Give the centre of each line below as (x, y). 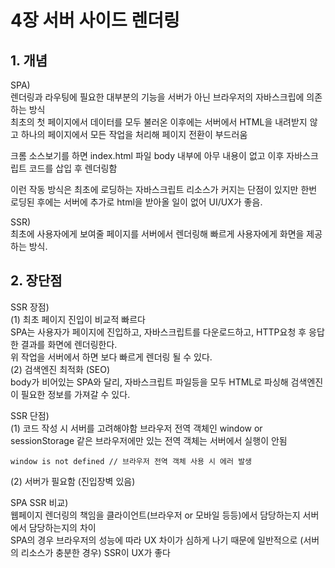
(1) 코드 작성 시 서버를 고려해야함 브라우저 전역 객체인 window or (136, 428)
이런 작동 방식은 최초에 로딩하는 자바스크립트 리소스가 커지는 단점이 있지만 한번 (164, 189)
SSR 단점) (30, 415)
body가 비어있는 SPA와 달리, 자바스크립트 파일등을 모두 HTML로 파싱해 (149, 382)
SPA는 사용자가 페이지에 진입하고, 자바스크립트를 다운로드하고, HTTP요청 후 (158, 332)
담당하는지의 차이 (62, 527)
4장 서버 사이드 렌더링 (95, 20)
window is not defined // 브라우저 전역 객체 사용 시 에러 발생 (131, 461)
